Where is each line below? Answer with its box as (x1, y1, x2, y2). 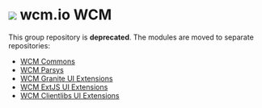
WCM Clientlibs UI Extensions (19, 90, 120, 100)
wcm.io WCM (19, 6, 112, 24)
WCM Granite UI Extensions (19, 73, 113, 83)
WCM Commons (19, 56, 75, 66)
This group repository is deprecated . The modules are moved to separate (8, 32, 255, 42)
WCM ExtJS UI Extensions (19, 82, 108, 92)
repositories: (8, 40, 51, 50)
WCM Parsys (19, 64, 65, 74)
